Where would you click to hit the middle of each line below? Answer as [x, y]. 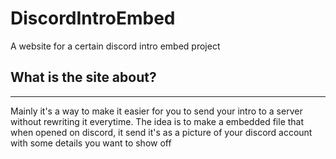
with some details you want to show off [91, 143]
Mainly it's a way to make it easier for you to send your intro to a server [156, 111]
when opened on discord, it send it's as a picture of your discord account [161, 132]
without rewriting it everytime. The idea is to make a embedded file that [157, 121]
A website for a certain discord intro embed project [115, 46]
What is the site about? [83, 77]
